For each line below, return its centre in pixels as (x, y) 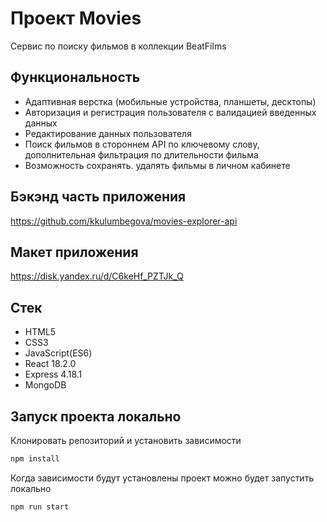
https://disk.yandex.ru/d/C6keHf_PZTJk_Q (97, 276)
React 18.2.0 (50, 364)
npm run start (40, 507)
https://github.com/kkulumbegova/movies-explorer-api (124, 221)
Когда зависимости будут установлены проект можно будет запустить (162, 478)
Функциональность (75, 77)
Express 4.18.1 (53, 374)
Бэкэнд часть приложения (98, 197)
